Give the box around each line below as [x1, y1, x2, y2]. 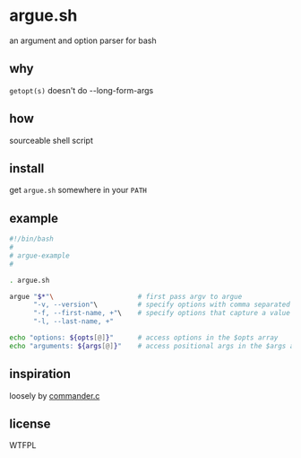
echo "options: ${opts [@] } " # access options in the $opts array [9, 333, 279, 342]
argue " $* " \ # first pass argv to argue [9, 292, 243, 301]
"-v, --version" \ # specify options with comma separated [32, 300, 291, 310]
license [9, 417, 51, 432]
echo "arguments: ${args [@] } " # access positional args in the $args [9, 341, 287, 350]
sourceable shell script [9, 135, 94, 145]
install [9, 161, 45, 176]
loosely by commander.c [9, 390, 100, 401]
